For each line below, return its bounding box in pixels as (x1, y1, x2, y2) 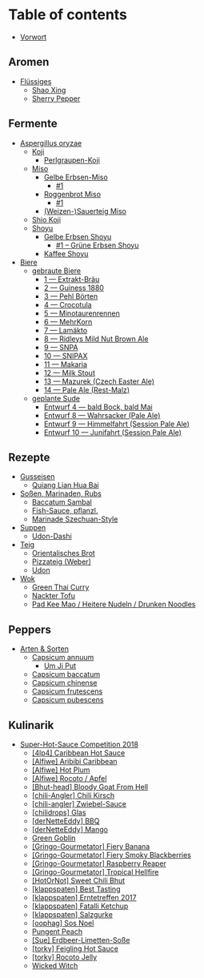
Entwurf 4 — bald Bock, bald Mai (43, 402, 154, 412)
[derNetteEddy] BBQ (31, 816, 100, 826)
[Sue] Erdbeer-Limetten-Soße (31, 936, 130, 944)
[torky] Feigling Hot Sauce (31, 944, 118, 953)
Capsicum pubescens (31, 695, 104, 705)
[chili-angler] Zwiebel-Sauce (31, 799, 126, 808)
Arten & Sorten (19, 644, 70, 654)
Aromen (8, 55, 50, 69)
